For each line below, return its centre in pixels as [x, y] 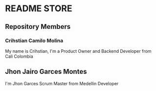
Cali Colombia [19, 56]
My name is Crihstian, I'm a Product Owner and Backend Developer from [78, 51]
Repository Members [38, 27]
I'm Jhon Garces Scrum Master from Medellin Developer [62, 83]
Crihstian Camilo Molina [34, 41]
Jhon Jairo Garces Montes [46, 72]
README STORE [39, 9]
